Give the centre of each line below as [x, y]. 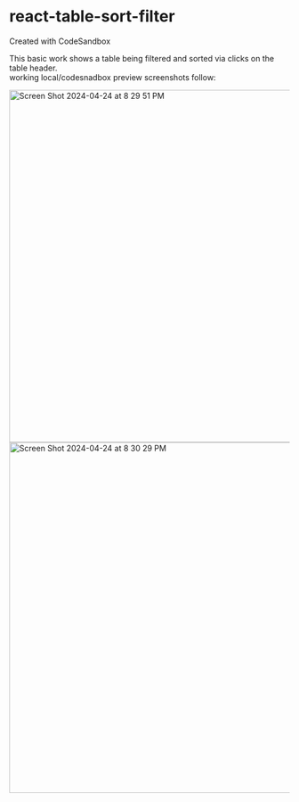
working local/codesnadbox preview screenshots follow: [113, 77]
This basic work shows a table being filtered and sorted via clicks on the [141, 58]
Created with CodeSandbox [60, 41]
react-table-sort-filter [92, 17]
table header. [33, 68]
